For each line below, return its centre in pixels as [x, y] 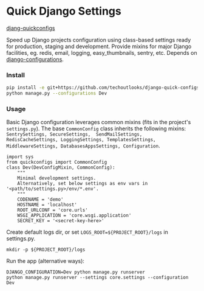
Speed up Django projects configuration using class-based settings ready [99, 40]
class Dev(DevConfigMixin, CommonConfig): [61, 168]
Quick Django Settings [64, 11]
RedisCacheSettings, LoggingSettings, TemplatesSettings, [81, 140]
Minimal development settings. [57, 178]
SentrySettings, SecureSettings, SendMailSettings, [74, 135]
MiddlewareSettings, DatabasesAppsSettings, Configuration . [83, 146]
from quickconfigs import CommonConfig [57, 163]
